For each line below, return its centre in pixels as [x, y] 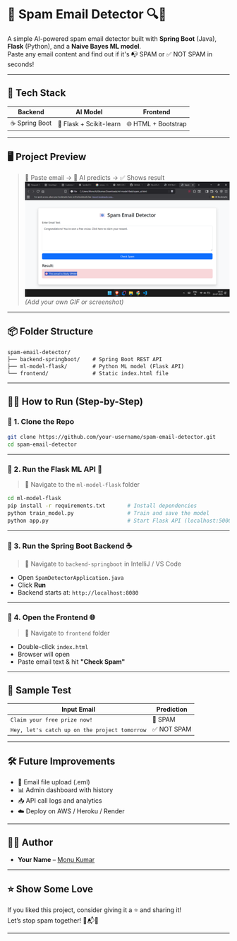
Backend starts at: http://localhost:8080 [78, 593]
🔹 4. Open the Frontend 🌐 [51, 617]
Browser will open [44, 654]
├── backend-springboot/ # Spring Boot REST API [85, 359]
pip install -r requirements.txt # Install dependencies [102, 506]
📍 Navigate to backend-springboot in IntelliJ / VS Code [103, 564]
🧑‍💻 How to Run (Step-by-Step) [75, 402]
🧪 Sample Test [39, 690]
